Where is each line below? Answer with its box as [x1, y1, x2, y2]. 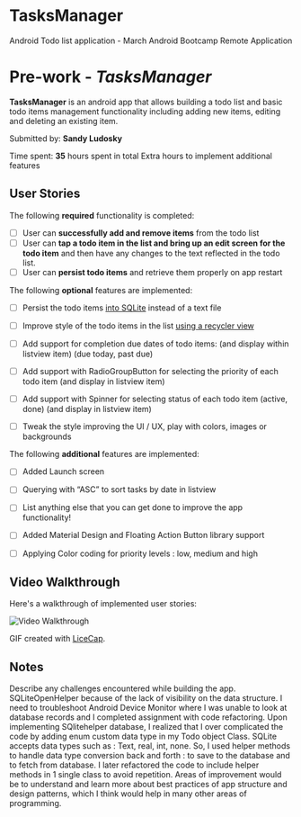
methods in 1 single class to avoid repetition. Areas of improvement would [9, 769, 282, 780]
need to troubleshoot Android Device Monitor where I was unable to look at [9, 703, 288, 714]
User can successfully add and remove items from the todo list [22, 227, 260, 238]
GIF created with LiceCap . [9, 633, 106, 644]
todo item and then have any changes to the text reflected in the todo [22, 247, 280, 258]
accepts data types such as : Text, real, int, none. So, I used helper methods [9, 741, 290, 751]
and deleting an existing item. [9, 115, 119, 126]
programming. [9, 798, 62, 809]
